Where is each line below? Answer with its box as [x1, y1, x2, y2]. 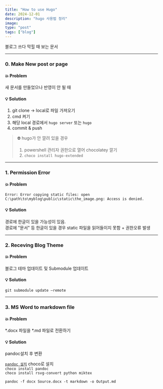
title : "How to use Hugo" [5, 7, 57, 12]
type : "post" [5, 25, 32, 30]
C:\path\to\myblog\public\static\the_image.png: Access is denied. [5, 196, 145, 202]
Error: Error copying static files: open [5, 193, 90, 197]
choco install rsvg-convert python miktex [5, 371, 92, 376]
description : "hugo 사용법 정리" [5, 16, 68, 21]
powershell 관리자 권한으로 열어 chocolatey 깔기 [24, 147, 117, 153]
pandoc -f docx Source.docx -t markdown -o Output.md [5, 379, 116, 384]
